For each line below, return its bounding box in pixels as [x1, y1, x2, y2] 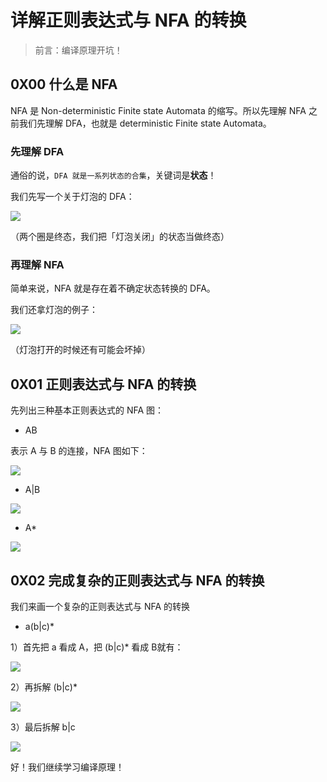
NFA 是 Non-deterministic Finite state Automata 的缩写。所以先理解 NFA [10, 104, 307, 116]
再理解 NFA [10, 257, 65, 271]
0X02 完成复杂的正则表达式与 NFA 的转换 [10, 572, 265, 589]
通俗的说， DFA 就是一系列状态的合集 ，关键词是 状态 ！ [10, 169, 217, 181]
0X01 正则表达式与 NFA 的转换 [10, 376, 197, 393]
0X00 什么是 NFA [10, 76, 118, 93]
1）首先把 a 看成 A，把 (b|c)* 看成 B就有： [10, 641, 184, 653]
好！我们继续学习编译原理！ [10, 761, 125, 773]
